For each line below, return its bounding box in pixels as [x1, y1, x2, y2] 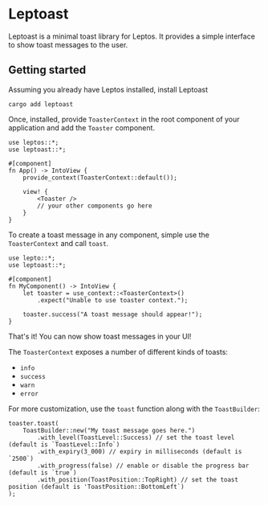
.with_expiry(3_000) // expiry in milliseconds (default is [37, 447, 242, 455]
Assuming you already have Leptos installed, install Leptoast [8, 84, 209, 94]
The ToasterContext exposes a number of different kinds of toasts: [8, 347, 229, 356]
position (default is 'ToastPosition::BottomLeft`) [8, 482, 185, 491]
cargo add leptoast [8, 100, 74, 109]
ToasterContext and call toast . [8, 238, 109, 248]
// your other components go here [37, 202, 152, 210]
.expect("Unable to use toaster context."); [37, 296, 189, 304]
